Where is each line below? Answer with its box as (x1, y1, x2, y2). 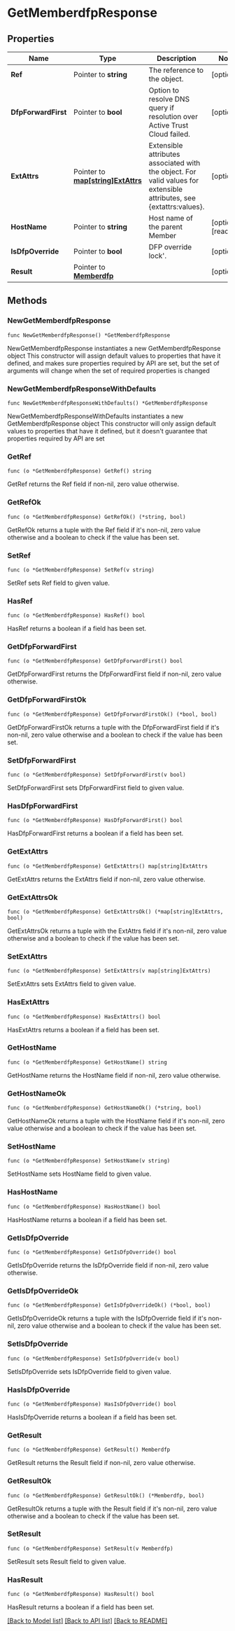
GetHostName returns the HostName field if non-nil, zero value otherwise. (7, 1071, 221, 1079)
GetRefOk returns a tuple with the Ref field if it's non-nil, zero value (7, 525, 201, 534)
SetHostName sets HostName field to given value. (7, 1170, 152, 1178)
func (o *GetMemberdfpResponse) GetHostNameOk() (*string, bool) (7, 1104, 201, 1111)
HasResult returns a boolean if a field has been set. (7, 1603, 155, 1611)
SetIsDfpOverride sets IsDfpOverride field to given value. (7, 1367, 171, 1375)
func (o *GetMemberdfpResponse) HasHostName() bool (7, 1203, 161, 1210)
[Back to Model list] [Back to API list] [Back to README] (7, 1616, 168, 1625)
